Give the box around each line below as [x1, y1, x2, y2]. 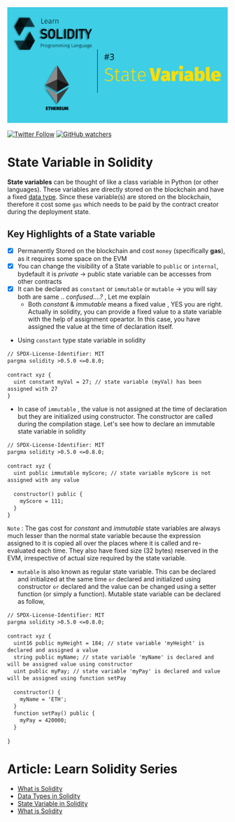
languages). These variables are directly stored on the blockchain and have [7, 185, 225, 194]
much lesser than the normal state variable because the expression [7, 532, 201, 540]
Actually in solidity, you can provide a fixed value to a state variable [27, 308, 222, 316]
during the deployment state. [7, 208, 91, 216]
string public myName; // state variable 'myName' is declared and [13, 654, 215, 661]
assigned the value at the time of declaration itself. [27, 323, 173, 331]
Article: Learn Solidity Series [7, 761, 178, 777]
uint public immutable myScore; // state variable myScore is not [13, 470, 211, 477]
